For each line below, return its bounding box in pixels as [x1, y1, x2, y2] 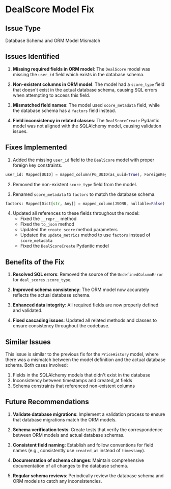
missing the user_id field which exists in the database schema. [12, 71, 145, 77]
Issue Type [5, 24, 41, 33]
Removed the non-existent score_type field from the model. [12, 181, 137, 187]
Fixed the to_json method [20, 221, 75, 227]
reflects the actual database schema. [12, 292, 91, 298]
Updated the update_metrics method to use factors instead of [20, 232, 151, 238]
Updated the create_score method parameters [20, 227, 118, 233]
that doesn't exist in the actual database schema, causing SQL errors [12, 86, 158, 93]
